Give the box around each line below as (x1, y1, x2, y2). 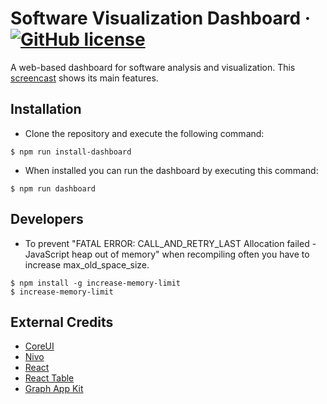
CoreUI (24, 340, 55, 352)
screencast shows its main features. (10, 72, 159, 84)
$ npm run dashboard (10, 183, 97, 194)
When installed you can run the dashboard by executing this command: (24, 164, 319, 176)
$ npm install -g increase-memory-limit (10, 278, 182, 288)
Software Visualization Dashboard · (10, 7, 312, 30)
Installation (10, 101, 82, 118)
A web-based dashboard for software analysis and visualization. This (10, 61, 296, 73)
